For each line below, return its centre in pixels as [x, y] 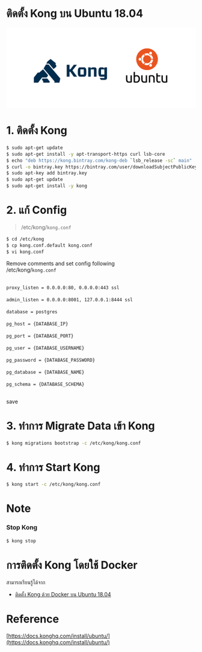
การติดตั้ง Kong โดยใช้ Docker [72, 565]
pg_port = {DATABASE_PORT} [40, 336]
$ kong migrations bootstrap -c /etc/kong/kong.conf [74, 443]
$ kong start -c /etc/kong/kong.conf [54, 484]
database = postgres [32, 312]
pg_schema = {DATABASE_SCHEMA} [45, 384]
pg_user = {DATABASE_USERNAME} [45, 348]
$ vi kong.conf [25, 252]
